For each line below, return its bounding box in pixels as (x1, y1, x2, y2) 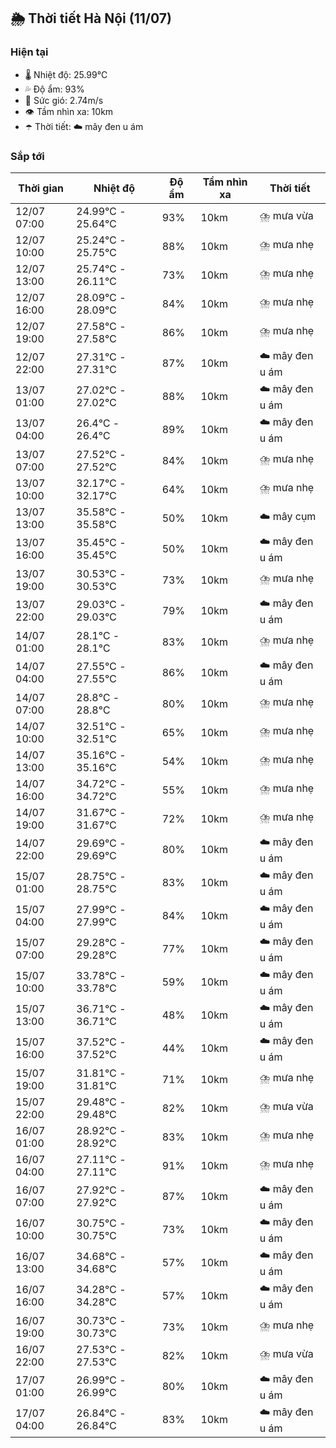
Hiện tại (10, 45, 49, 59)
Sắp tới (10, 149, 45, 163)
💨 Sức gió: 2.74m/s (24, 94, 104, 106)
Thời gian (18, 181, 65, 195)
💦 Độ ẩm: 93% (24, 83, 85, 95)
